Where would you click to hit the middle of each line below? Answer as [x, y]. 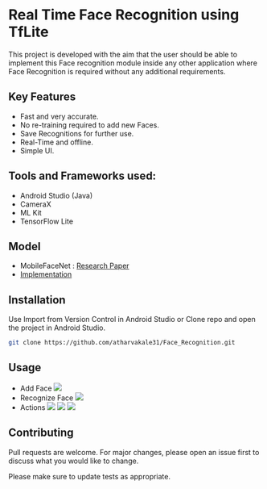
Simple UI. [37, 150]
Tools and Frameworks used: [82, 176]
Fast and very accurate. [59, 116]
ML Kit [31, 212]
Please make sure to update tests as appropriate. [90, 476]
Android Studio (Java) [56, 195]
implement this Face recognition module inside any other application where [133, 63]
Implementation [46, 274]
